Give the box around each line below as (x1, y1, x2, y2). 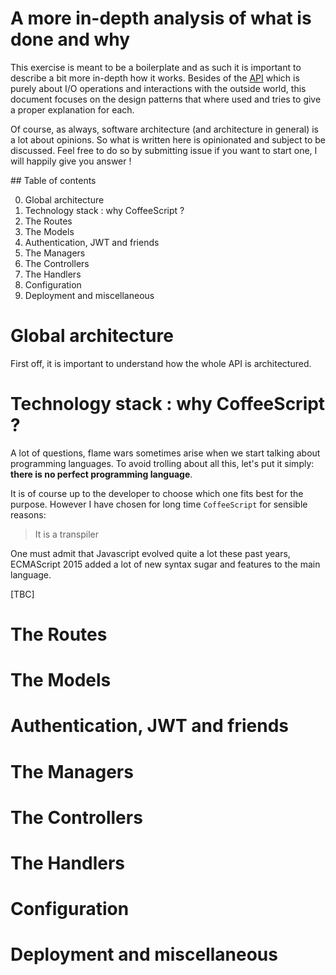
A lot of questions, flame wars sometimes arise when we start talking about (10, 447, 321, 459)
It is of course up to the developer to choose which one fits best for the (10, 487, 304, 499)
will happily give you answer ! (10, 155, 132, 167)
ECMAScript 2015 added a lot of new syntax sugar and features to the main (10, 558, 321, 570)
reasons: (10, 508, 47, 521)
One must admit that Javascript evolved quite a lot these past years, (10, 547, 291, 559)
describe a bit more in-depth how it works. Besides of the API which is (10, 72, 300, 84)
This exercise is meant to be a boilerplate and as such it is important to (10, 61, 302, 73)
